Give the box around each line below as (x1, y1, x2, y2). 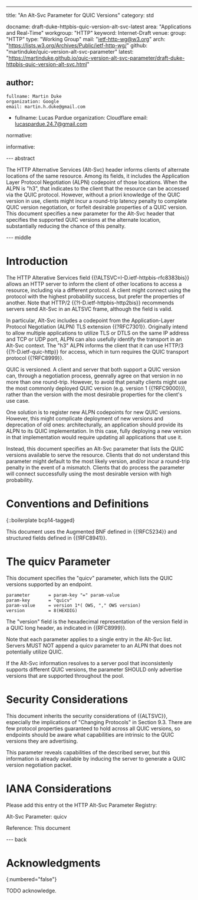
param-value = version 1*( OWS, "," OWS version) (6, 602, 141, 608)
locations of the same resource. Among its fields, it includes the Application (6, 172, 190, 179)
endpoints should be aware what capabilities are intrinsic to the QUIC (6, 731, 174, 738)
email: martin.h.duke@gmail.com (6, 104, 85, 110)
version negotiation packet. (6, 761, 72, 768)
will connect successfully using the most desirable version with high (6, 470, 172, 477)
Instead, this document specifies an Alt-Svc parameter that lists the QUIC (6, 445, 184, 452)
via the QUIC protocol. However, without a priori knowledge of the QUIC (6, 191, 181, 198)
